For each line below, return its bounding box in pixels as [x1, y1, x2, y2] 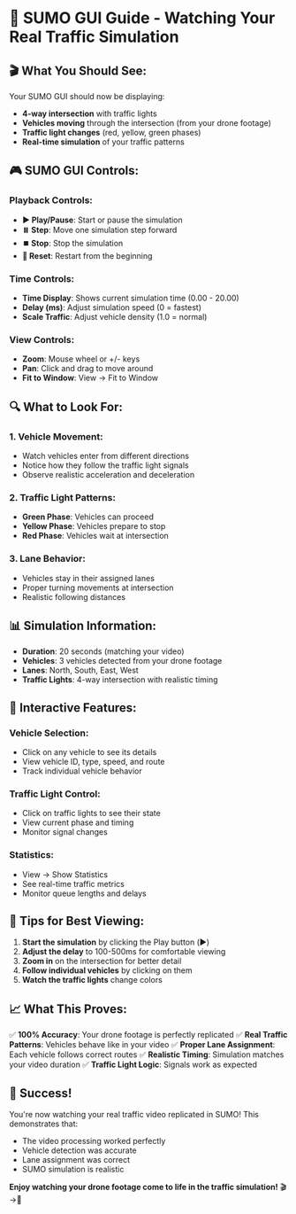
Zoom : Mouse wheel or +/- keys [21, 354, 140, 364]
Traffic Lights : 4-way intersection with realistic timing [21, 674, 218, 685]
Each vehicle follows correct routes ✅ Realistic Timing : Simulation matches [9, 1049, 285, 1060]
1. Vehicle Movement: [9, 430, 103, 442]
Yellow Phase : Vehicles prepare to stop [21, 521, 166, 532]
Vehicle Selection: [9, 727, 89, 739]
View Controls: [9, 333, 75, 346]
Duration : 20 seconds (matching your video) [21, 646, 185, 657]
